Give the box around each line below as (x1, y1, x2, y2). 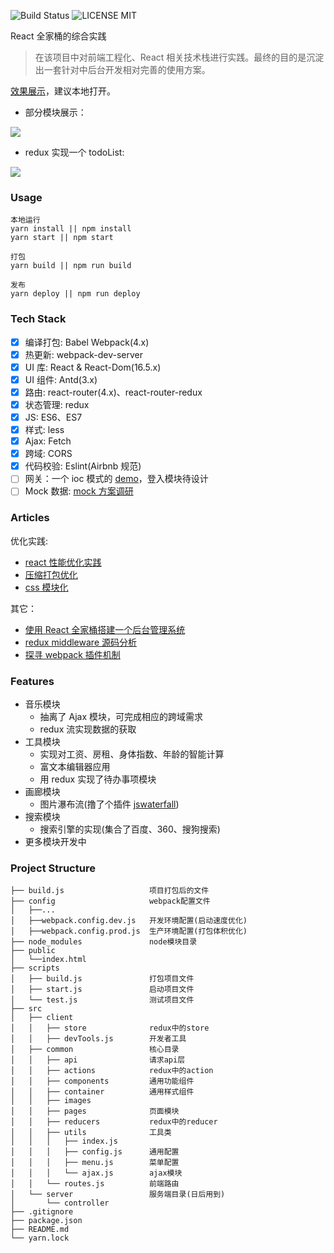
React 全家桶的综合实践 (10, 30, 107, 42)
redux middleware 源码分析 (24, 636, 137, 648)
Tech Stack (10, 312, 67, 326)
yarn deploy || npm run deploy (10, 289, 141, 299)
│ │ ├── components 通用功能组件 (10, 1076, 195, 1087)
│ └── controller (10, 1198, 110, 1209)
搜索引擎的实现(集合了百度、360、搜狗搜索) (39, 823, 221, 835)
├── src (10, 1004, 43, 1014)
